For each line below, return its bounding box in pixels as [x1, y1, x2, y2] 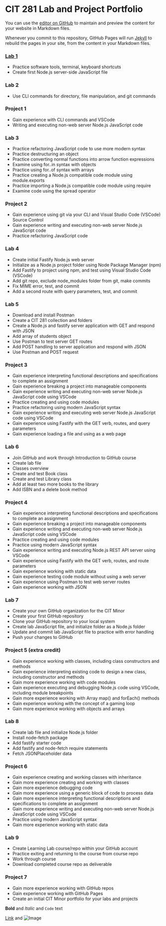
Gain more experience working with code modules [12, 679, 116, 685]
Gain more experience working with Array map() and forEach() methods [12, 695, 160, 701]
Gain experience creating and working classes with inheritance [12, 774, 142, 780]
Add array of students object [12, 333, 72, 339]
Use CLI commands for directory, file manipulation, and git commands [12, 93, 156, 99]
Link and [5, 915, 23, 921]
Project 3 [5, 361, 28, 368]
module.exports [12, 178, 45, 184]
